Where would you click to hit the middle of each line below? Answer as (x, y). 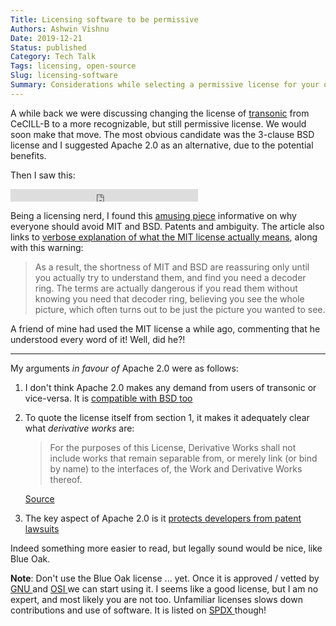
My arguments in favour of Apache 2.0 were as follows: (124, 368)
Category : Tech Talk (53, 57)
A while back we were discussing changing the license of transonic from (160, 113)
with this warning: (47, 247)
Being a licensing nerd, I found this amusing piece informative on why (153, 215)
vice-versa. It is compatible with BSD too (108, 398)
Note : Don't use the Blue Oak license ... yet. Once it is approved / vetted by (165, 578)
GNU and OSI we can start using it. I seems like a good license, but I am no (164, 588)
